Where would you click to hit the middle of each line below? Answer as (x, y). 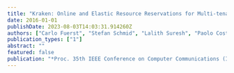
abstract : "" (26, 46)
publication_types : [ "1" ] (45, 40)
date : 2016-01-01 (32, 20)
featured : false (31, 53)
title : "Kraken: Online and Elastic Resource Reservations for (101, 14)
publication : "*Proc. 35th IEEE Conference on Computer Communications (113, 59)
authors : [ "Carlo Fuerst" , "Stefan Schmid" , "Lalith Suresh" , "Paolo (110, 33)
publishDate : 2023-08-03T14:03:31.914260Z (70, 26)
